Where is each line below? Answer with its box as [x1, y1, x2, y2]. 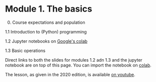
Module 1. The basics [5, 3, 93, 15]
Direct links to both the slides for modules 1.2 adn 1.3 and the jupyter [5, 57, 143, 63]
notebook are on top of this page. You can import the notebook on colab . [5, 62, 152, 68]
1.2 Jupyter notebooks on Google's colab [5, 38, 88, 44]
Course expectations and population [12, 19, 85, 25]
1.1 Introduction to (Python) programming [5, 29, 87, 34]
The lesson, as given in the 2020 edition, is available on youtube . [5, 71, 136, 77]
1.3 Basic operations [5, 48, 45, 53]
